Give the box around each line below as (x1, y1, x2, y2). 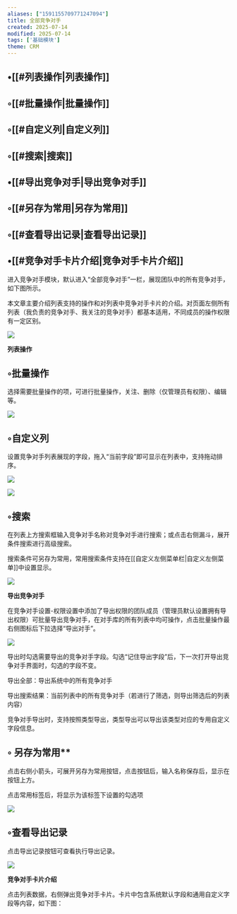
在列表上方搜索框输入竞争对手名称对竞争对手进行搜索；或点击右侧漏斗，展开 (7, 530, 230, 539)
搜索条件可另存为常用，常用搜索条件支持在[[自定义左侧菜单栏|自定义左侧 (7, 554, 218, 563)
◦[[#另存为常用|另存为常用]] (7, 202, 128, 214)
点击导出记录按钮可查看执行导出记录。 (7, 846, 119, 855)
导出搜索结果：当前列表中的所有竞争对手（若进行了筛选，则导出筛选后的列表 (7, 691, 230, 700)
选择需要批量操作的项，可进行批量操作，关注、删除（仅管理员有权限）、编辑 (7, 387, 227, 396)
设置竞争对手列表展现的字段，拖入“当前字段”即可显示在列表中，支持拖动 (7, 452, 217, 461)
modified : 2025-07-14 (7, 30, 71, 37)
